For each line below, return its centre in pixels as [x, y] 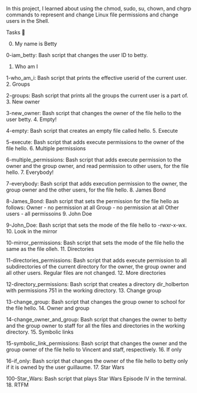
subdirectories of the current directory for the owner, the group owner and [96, 266]
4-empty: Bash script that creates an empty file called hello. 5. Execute [92, 131]
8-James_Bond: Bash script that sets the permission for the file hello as [93, 201]
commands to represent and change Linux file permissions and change [92, 15]
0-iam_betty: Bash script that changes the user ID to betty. [77, 55]
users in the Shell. [28, 21]
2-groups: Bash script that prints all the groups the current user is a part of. [97, 95]
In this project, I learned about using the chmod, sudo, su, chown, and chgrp [99, 9]
